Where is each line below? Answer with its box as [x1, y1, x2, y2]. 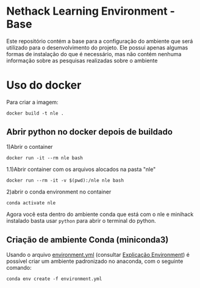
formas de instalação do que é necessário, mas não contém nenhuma [6, 50, 182, 57]
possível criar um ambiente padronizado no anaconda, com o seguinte [6, 257, 184, 265]
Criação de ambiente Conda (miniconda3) [6, 235, 169, 245]
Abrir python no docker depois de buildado [6, 127, 173, 137]
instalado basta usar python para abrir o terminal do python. [6, 217, 157, 224]
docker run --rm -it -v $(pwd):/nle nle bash [6, 177, 124, 184]
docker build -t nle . [6, 110, 64, 117]
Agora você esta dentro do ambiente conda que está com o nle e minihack [6, 211, 194, 218]
